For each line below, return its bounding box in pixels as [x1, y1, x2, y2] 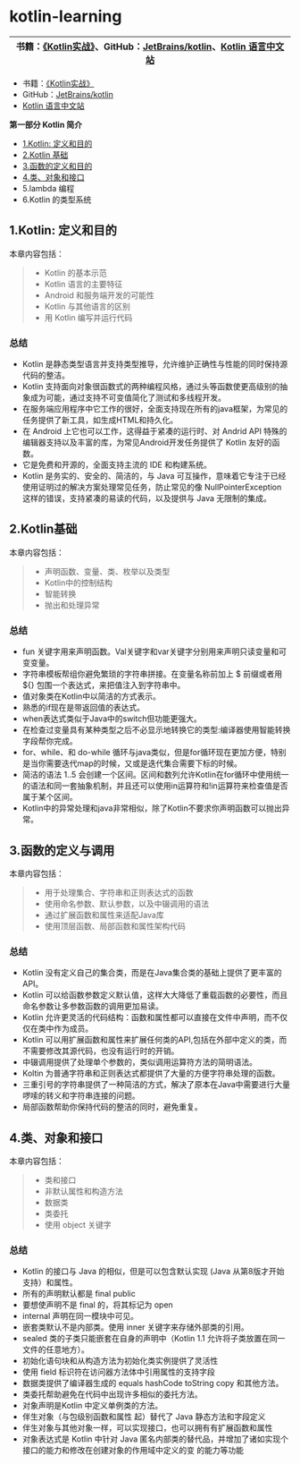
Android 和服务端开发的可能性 [44, 289, 154, 301]
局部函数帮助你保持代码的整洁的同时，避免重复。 [21, 1102, 203, 1112]
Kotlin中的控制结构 [44, 577, 113, 588]
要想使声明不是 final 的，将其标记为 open [21, 1299, 174, 1310]
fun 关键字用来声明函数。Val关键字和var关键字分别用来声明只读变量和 [21, 646, 279, 657]
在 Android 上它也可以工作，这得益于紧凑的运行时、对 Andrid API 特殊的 [21, 426, 287, 437]
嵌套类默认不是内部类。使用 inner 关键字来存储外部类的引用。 [21, 1322, 250, 1332]
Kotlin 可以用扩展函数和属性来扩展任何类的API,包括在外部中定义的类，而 [21, 1034, 287, 1045]
